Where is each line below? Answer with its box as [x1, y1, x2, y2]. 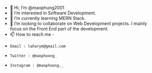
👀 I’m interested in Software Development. [9, 10, 96, 16]
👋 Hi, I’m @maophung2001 [9, 5, 65, 10]
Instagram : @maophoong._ [9, 63, 64, 68]
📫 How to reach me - [9, 31, 55, 37]
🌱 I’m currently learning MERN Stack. [9, 15, 86, 21]
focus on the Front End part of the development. [9, 26, 109, 32]
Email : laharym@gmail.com [9, 44, 66, 49]
